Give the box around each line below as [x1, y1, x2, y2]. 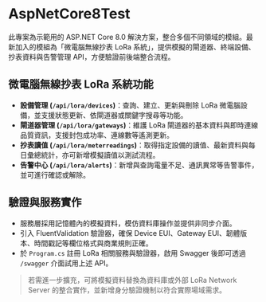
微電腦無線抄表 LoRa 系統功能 [8, 77, 154, 92]
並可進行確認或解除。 [19, 170, 90, 179]
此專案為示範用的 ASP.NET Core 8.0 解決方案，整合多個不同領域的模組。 [8, 32, 247, 41]
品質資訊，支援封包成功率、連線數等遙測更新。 [19, 130, 174, 139]
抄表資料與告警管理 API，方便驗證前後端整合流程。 [8, 52, 175, 61]
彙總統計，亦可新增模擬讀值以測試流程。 [26, 150, 160, 159]
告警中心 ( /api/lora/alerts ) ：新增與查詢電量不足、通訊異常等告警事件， [19, 160, 259, 170]
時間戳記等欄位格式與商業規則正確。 [33, 238, 153, 248]
